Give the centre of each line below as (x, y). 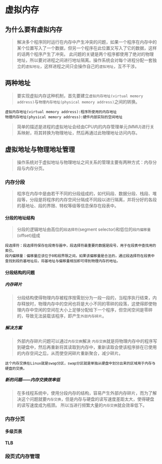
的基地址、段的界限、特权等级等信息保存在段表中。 (68, 206)
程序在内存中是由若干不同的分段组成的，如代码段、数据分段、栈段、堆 (87, 193)
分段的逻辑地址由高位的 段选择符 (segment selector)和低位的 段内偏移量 (84, 229)
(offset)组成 (29, 236)
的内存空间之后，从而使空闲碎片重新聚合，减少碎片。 (70, 353)
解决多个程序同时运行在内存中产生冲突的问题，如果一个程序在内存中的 (87, 42)
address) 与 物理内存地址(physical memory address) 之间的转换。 (78, 102)
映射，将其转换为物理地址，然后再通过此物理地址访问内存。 (81, 133)
